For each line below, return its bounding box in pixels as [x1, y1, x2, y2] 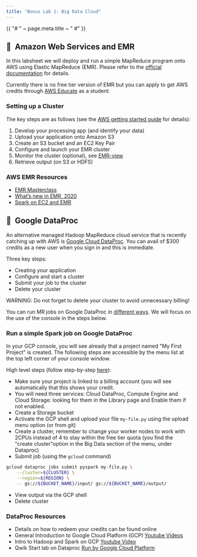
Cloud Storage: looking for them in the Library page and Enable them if [14, 396, 186, 403]
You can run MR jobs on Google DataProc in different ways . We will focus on [6, 308, 191, 315]
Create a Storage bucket [14, 409, 75, 416]
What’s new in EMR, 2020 [14, 192, 78, 200]
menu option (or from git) [14, 422, 76, 429]
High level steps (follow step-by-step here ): [6, 366, 112, 373]
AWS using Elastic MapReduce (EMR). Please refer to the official [6, 64, 162, 71]
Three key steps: [6, 255, 47, 262]
